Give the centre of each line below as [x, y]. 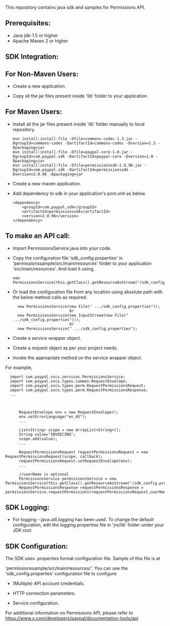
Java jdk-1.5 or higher [35, 35]
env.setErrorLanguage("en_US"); [53, 417]
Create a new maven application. [47, 183]
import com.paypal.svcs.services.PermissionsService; [68, 377]
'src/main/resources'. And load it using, [53, 268]
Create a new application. [39, 86]
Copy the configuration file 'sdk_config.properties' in [68, 258]
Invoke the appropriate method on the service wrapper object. [77, 358]
